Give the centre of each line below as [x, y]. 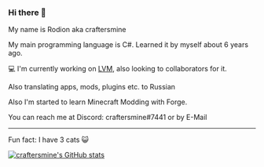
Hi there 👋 [27, 13]
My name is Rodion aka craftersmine [68, 30]
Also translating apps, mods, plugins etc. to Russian [92, 87]
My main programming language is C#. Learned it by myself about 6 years [128, 45]
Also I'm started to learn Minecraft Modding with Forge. [98, 102]
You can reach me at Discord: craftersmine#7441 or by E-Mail [108, 118]
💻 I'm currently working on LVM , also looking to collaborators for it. [118, 69]
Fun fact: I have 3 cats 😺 [48, 140]
